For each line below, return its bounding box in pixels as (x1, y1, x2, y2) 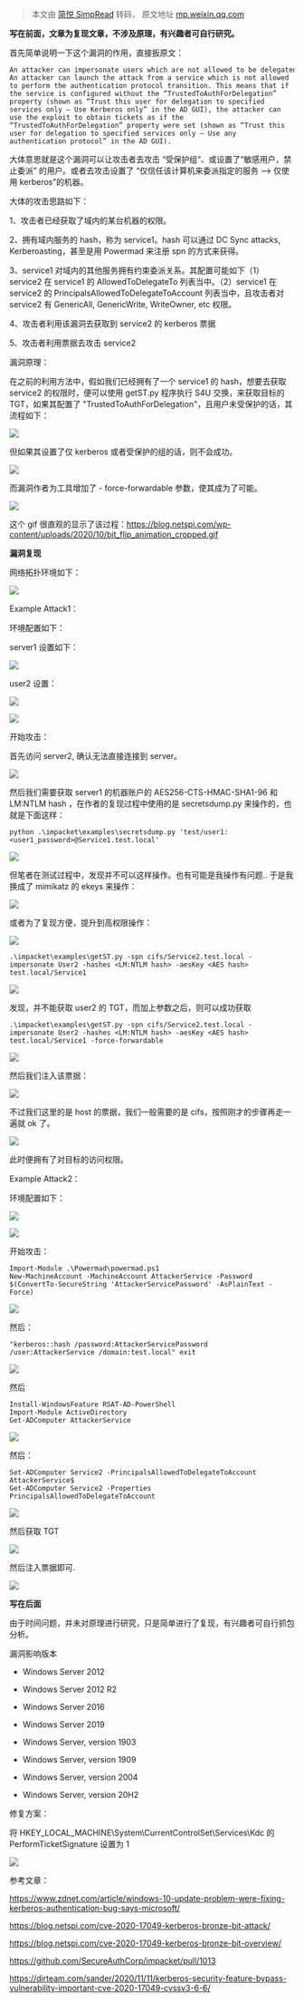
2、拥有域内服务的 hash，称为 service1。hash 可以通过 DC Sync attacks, (9, 235, 280, 245)
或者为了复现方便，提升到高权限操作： (9, 918, 152, 928)
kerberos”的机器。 (19, 177, 89, 187)
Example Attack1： (9, 603, 80, 614)
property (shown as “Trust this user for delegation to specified (9, 97, 265, 106)
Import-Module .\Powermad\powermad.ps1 (9, 1264, 160, 1273)
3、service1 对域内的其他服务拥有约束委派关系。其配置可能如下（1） (9, 265, 264, 276)
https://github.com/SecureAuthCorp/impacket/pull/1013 (9, 1956, 216, 1966)
